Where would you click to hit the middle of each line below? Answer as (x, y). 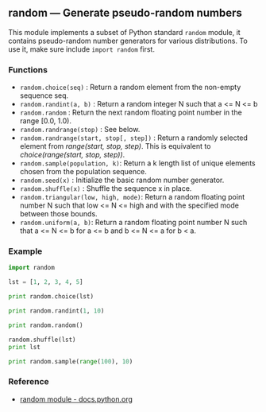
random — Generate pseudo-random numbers (125, 13)
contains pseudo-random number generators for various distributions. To (128, 41)
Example (25, 251)
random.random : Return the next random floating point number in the (131, 113)
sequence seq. (44, 95)
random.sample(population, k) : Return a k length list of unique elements (137, 163)
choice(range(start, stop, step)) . (72, 155)
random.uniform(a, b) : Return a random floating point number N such (133, 223)
